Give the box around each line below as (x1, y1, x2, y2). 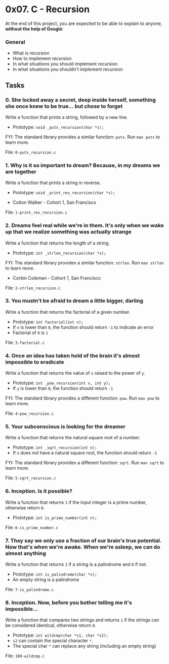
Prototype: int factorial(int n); (12, 319, 83, 325)
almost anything (5, 550, 47, 557)
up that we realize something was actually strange (5, 228, 132, 235)
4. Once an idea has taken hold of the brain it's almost (5, 352, 140, 359)
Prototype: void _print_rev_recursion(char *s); (12, 190, 115, 196)
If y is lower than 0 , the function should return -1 (12, 385, 113, 391)
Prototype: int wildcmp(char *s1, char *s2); (12, 632, 109, 639)
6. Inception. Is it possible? (5, 488, 72, 495)
